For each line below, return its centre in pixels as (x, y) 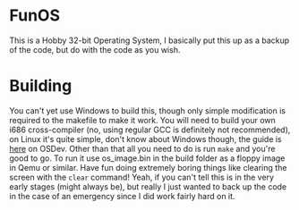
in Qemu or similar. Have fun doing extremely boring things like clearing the (148, 167)
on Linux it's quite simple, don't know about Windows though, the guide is (145, 139)
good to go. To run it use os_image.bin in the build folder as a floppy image (147, 158)
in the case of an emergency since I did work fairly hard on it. (122, 196)
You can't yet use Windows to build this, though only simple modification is (148, 110)
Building (41, 86)
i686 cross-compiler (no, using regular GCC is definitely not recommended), (150, 130)
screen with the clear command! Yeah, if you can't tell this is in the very (142, 177)
